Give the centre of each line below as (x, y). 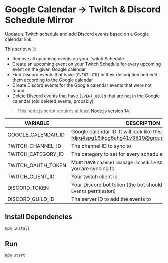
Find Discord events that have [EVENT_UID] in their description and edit (85, 74)
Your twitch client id (95, 176)
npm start (15, 256)
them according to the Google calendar (53, 80)
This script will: (21, 49)
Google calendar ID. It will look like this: (117, 131)
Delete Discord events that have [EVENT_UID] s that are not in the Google (86, 96)
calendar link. (19, 39)
